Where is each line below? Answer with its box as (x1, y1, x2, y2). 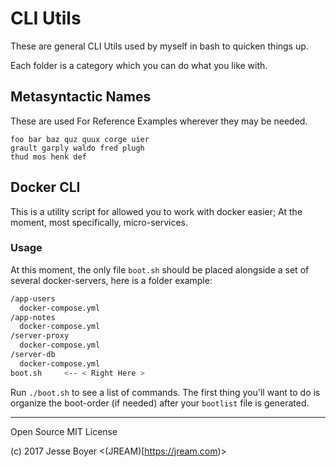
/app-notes (10, 312, 56, 322)
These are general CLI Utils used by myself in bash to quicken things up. (10, 40, 309, 52)
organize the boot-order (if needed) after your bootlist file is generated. (10, 397, 310, 409)
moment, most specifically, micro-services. (10, 216, 189, 228)
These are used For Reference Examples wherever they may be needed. (10, 115, 308, 127)
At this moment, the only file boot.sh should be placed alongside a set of (10, 263, 310, 276)
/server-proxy (10, 331, 70, 341)
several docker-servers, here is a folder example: (10, 274, 213, 286)
